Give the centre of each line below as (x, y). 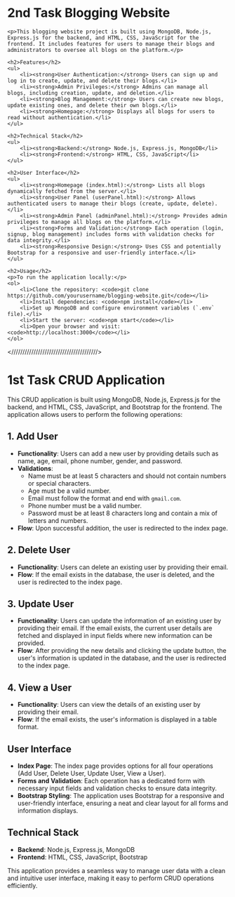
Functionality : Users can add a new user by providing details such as (118, 453)
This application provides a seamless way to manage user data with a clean (116, 870)
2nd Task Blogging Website (89, 13)
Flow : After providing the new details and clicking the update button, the (122, 651)
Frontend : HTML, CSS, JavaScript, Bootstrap (82, 857)
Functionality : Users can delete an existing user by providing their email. (123, 567)
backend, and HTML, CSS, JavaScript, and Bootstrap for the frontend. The (115, 407)
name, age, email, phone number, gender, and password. (100, 460)
